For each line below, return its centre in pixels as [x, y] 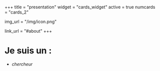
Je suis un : [28, 51]
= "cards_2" [17, 12]
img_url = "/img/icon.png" [31, 22]
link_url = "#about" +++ [28, 31]
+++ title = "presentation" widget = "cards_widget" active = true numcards [80, 7]
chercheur [22, 64]
